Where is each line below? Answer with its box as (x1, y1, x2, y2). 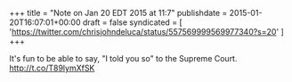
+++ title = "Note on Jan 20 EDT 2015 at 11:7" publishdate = (9, 8, 228, 18)
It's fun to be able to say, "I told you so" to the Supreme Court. (9, 53, 238, 63)
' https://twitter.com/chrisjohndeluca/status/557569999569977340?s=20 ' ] (9, 27, 285, 37)
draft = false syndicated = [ (82, 17, 182, 28)
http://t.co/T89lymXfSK (9, 62, 95, 73)
